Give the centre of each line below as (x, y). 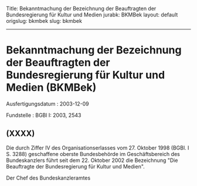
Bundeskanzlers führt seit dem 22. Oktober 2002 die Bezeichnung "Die (92, 160)
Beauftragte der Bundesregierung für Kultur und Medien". (75, 166)
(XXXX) (21, 133)
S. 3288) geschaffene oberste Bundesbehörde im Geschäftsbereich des (93, 154)
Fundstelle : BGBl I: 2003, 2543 (44, 115)
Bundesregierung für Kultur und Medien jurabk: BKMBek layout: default (92, 15)
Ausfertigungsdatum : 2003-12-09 (47, 104)
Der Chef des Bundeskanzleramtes (48, 178)
